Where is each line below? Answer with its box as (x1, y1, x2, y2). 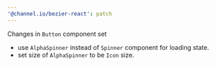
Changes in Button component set (7, 29, 108, 38)
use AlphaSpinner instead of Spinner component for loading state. (17, 43, 210, 51)
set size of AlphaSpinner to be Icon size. (17, 51, 135, 59)
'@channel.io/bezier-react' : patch (7, 10, 113, 18)
